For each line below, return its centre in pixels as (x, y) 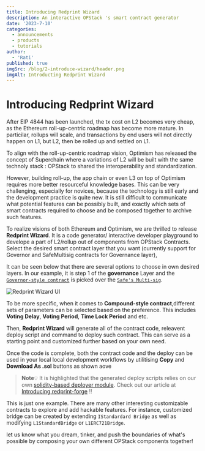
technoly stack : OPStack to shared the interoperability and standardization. (102, 166)
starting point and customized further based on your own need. (86, 341)
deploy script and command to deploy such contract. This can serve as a (99, 335)
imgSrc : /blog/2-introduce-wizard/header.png (65, 69)
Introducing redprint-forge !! (57, 392)
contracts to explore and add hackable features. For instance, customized (99, 410)
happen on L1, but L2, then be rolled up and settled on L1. (78, 141)
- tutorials (27, 47)
